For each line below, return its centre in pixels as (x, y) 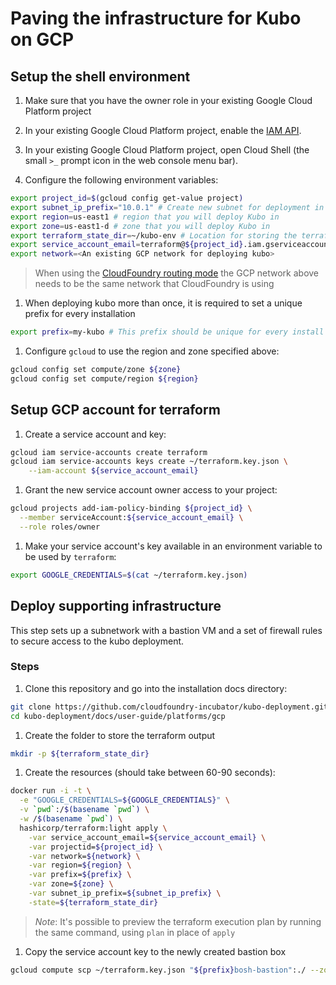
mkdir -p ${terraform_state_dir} (80, 753)
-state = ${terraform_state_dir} (93, 902)
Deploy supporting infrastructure (116, 606)
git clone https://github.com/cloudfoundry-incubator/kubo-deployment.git (169, 707)
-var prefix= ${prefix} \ (80, 875)
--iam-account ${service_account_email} (113, 471)
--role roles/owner (60, 527)
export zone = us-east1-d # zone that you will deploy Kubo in (140, 226)
